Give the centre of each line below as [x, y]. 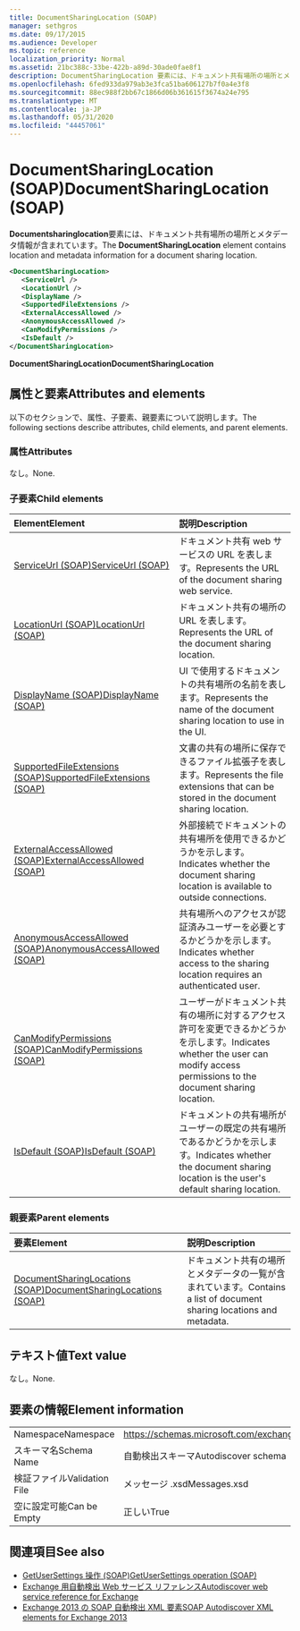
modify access [209, 1066]
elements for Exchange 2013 [75, 1617]
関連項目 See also [57, 1552]
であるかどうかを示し [223, 1142]
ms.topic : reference [48, 51]
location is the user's [222, 1178]
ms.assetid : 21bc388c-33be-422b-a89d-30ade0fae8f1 [105, 68]
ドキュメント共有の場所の [232, 607]
